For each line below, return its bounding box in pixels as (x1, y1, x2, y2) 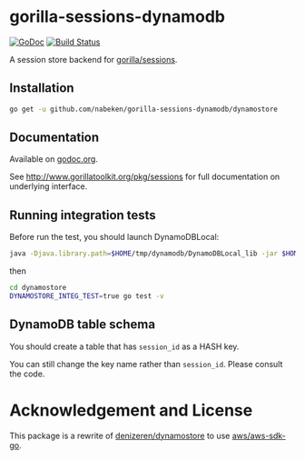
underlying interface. (9, 181, 88, 192)
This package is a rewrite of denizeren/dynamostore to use (9, 430, 231, 441)
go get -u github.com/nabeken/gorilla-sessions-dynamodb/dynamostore (9, 105, 279, 114)
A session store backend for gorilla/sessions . (9, 54, 178, 65)
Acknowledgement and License (9, 400, 253, 420)
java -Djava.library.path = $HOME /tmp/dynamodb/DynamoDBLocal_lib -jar (9, 249, 279, 258)
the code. (9, 368, 45, 379)
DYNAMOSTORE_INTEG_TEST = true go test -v (9, 292, 165, 301)
